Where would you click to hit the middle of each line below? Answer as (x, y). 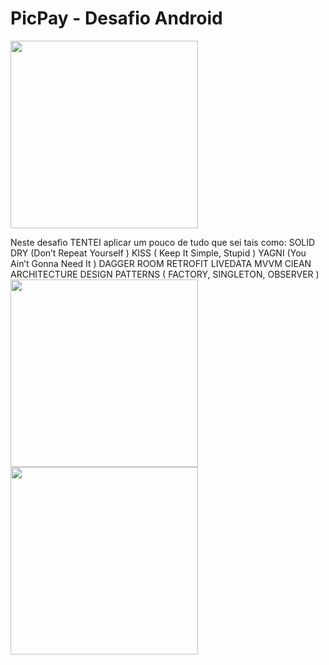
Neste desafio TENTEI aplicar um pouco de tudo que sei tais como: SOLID (163, 242)
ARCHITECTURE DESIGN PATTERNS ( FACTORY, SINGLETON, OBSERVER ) (165, 274)
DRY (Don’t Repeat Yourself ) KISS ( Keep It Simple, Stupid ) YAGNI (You (158, 253)
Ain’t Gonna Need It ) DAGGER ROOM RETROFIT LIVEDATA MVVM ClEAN (161, 263)
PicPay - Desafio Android (116, 18)
